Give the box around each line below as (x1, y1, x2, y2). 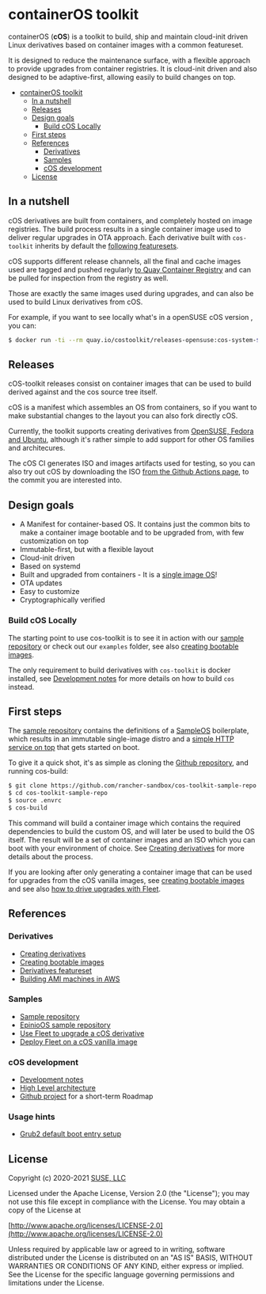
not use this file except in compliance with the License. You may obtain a (8, 1197, 245, 1207)
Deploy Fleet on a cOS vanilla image (19, 1037, 138, 1046)
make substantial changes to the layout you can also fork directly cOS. (8, 411, 238, 421)
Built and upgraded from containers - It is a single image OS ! (19, 570, 218, 580)
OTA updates (19, 578, 63, 588)
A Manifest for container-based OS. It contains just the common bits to (19, 520, 251, 529)
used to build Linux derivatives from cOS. (8, 297, 143, 306)
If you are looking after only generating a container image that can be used (8, 867, 253, 877)
